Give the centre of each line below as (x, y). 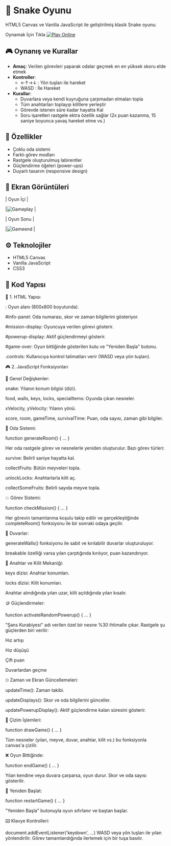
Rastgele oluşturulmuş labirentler (47, 160)
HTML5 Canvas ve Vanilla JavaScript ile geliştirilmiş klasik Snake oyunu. (81, 25)
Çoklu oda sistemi (31, 149)
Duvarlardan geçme (26, 670)
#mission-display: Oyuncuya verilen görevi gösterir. (59, 327)
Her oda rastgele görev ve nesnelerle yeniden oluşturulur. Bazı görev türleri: (85, 448)
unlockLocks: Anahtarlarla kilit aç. (41, 478)
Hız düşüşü (17, 650)
